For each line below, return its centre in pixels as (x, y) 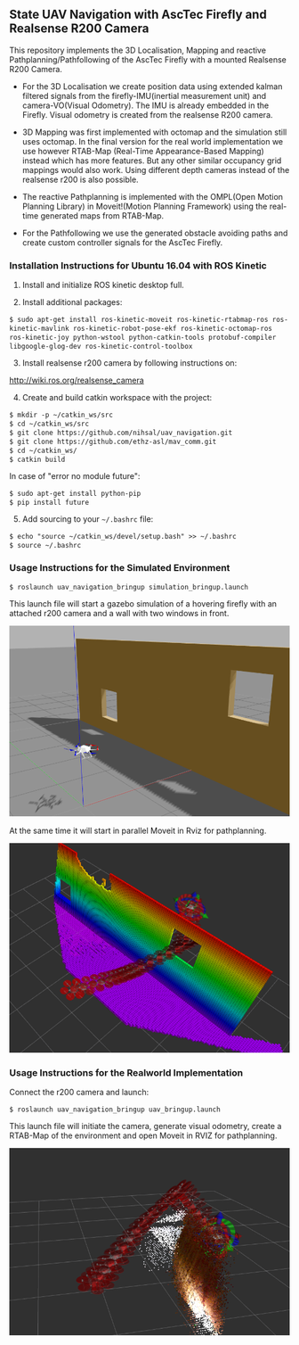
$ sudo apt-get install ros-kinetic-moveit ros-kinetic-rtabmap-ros (139, 320)
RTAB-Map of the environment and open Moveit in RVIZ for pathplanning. (143, 1135)
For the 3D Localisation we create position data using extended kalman (152, 86)
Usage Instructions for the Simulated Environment (120, 568)
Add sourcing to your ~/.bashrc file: (88, 519)
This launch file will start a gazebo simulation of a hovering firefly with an (143, 604)
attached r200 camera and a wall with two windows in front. (119, 614)
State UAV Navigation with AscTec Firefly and (138, 15)
